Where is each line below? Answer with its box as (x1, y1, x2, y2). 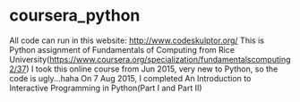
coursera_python (9, 5, 141, 26)
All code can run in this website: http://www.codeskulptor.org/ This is (9, 35, 264, 46)
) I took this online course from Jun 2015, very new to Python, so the (26, 64, 279, 74)
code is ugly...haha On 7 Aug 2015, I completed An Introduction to (9, 72, 252, 83)
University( (9, 54, 50, 64)
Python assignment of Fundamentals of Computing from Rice (9, 44, 236, 55)
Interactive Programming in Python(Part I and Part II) (9, 82, 203, 93)
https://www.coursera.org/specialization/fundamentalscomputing (48, 54, 291, 64)
